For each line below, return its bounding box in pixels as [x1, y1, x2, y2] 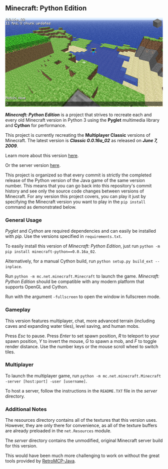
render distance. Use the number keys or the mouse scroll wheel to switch [5, 343, 158, 349]
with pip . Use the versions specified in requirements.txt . [5, 233, 122, 239]
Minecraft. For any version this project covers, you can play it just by [5, 193, 146, 199]
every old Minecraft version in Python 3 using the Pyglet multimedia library [5, 117, 160, 123]
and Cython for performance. [5, 122, 66, 128]
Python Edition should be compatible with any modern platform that [5, 278, 144, 285]
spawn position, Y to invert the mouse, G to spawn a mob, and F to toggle [5, 338, 156, 344]
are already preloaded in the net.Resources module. [5, 428, 111, 434]
